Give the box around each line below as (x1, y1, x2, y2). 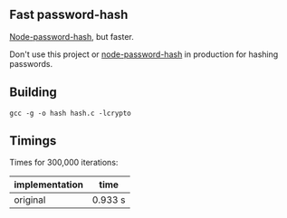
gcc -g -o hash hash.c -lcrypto (9, 109, 131, 118)
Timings (9, 133, 57, 148)
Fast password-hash (9, 7, 129, 23)
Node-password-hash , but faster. (9, 31, 134, 42)
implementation (14, 178, 84, 191)
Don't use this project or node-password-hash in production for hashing (9, 49, 279, 60)
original (14, 194, 46, 206)
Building (9, 85, 57, 100)
